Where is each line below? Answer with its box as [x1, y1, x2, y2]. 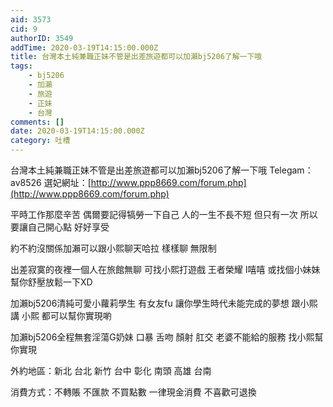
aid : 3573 [10, 14, 52, 25]
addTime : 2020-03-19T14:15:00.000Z [10, 42, 159, 53]
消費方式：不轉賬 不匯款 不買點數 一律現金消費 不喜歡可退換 [10, 386, 257, 398]
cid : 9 [10, 24, 38, 34]
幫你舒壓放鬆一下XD [10, 276, 93, 288]
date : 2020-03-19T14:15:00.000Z [10, 126, 145, 136]
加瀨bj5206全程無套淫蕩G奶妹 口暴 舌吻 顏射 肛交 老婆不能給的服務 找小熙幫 [10, 331, 324, 343]
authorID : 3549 [10, 33, 74, 43]
